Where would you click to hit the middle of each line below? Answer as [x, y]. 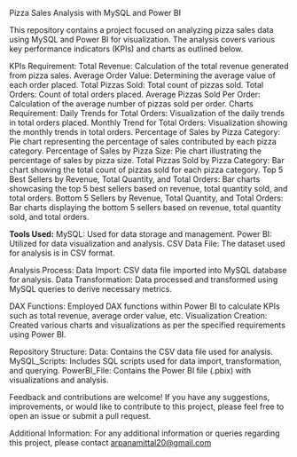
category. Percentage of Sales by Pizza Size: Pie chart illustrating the [135, 151]
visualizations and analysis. [59, 380]
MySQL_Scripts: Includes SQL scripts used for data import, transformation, [145, 361]
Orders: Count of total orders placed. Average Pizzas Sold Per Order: [135, 94]
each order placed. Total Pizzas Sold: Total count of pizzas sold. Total [137, 85]
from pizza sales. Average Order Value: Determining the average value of [143, 75]
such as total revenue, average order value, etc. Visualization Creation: [138, 315]
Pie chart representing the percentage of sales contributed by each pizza [143, 142]
